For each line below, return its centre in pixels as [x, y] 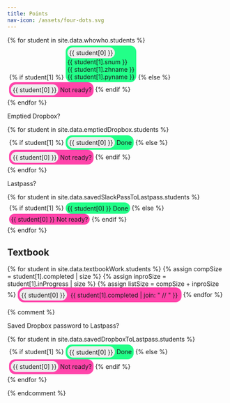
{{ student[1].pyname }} [101, 77]
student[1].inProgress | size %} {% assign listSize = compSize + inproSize [113, 284]
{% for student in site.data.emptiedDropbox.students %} [88, 130]
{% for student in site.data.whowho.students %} [76, 40]
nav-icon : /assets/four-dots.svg [56, 20]
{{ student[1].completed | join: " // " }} [124, 295]
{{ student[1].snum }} [97, 62]
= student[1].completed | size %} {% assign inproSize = [87, 277]
